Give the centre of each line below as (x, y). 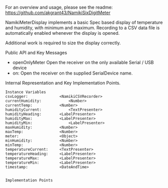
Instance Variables (26, 92)
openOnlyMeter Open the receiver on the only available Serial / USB (83, 62)
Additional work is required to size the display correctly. (63, 43)
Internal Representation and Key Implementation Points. (63, 83)
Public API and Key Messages (36, 53)
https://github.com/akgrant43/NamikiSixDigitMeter (58, 13)
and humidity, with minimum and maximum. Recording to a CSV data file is (82, 28)
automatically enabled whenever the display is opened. (63, 33)
